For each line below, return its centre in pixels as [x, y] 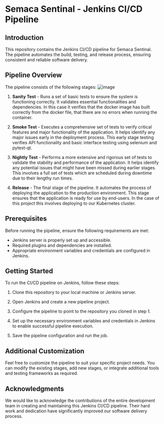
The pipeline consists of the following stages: [51, 87]
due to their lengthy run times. [43, 178]
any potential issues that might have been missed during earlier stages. [84, 167]
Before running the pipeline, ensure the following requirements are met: [77, 230]
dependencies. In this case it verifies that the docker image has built [81, 107]
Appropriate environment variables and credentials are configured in [81, 250]
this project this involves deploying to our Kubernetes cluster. [74, 203]
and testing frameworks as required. [42, 373]
